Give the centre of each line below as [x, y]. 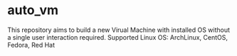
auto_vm [33, 10]
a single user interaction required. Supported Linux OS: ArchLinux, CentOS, [118, 37]
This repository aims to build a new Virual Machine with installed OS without [118, 30]
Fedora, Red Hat [31, 45]
